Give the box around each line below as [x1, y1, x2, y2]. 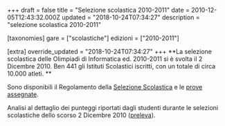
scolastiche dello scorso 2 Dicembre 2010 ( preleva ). [7, 111, 156, 119]
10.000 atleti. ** [7, 69, 52, 78]
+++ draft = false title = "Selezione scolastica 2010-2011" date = [7, 6, 190, 14]
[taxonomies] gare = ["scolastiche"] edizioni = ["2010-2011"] [7, 34, 180, 42]
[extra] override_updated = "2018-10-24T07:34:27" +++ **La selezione [7, 48, 213, 55]
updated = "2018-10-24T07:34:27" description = [62, 13, 200, 21]
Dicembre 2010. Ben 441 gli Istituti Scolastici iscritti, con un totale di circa [7, 62, 216, 70]
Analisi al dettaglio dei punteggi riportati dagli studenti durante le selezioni [7, 104, 219, 111]
